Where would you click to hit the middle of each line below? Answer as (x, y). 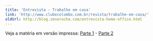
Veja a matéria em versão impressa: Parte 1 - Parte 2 (59, 33)
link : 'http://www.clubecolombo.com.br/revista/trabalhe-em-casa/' (77, 14)
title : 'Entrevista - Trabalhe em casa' (48, 10)
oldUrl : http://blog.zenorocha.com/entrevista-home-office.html (74, 19)
